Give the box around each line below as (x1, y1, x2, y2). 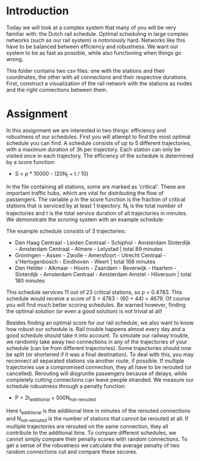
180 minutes (14, 277, 45, 284)
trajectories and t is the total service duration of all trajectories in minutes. (6, 210, 188, 217)
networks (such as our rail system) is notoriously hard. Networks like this (6, 36, 186, 44)
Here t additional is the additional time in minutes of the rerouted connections (6, 407, 191, 416)
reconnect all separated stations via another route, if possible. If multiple (6, 357, 184, 364)
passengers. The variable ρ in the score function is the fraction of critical (6, 196, 186, 203)
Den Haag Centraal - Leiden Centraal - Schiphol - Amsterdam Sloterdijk (14, 239, 191, 246)
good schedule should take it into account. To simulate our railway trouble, (6, 332, 190, 339)
